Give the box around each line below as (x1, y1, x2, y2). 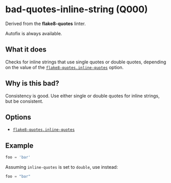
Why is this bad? (5, 79, 60, 88)
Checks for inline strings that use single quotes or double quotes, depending (5, 59, 166, 65)
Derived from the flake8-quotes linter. (5, 20, 86, 27)
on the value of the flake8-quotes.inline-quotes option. (5, 64, 124, 70)
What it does (5, 45, 47, 54)
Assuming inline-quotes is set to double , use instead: (5, 164, 118, 170)
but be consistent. (5, 98, 43, 104)
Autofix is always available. (5, 30, 62, 36)
